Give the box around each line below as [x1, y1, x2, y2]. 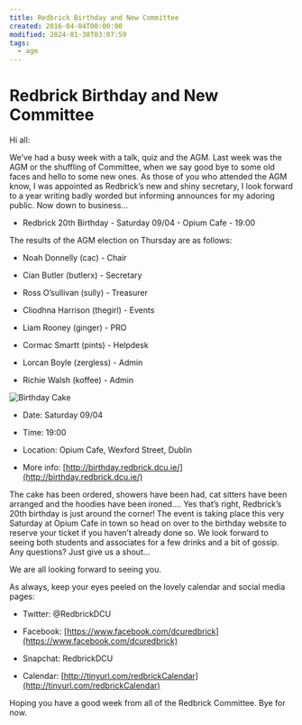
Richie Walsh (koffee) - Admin [22, 375, 133, 386]
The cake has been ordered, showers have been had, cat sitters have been [9, 489, 288, 500]
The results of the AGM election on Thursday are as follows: [9, 235, 233, 246]
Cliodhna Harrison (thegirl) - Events [22, 305, 155, 316]
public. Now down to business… [9, 200, 129, 211]
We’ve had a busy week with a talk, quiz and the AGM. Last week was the [9, 152, 282, 163]
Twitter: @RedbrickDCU [22, 609, 112, 619]
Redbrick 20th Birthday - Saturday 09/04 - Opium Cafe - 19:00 [22, 217, 256, 228]
